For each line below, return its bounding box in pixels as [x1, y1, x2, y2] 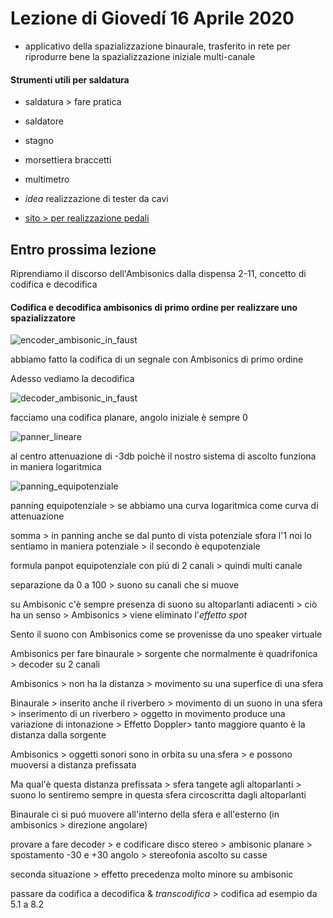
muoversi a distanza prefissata [10, 759, 137, 771]
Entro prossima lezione [10, 241, 157, 258]
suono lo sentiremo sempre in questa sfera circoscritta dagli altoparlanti [10, 789, 307, 801]
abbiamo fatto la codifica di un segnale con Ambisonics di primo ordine [10, 353, 304, 366]
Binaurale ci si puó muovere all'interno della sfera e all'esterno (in [10, 808, 280, 821]
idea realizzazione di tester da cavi [24, 193, 169, 205]
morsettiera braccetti [24, 154, 112, 166]
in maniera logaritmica [10, 461, 102, 473]
